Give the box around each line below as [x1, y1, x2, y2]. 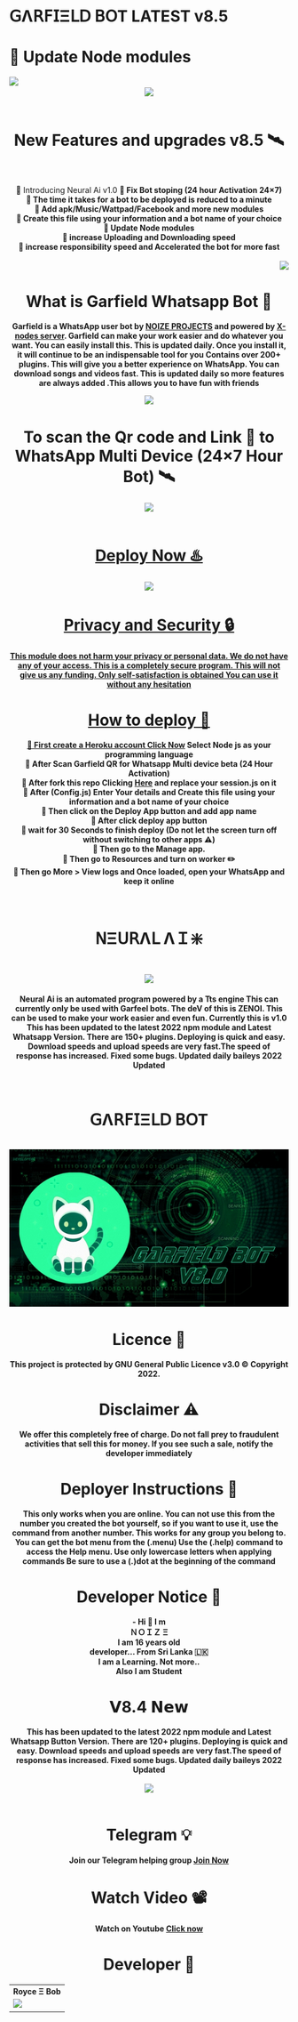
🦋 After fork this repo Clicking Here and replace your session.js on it [21, 777, 277, 788]
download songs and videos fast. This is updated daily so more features [13, 368, 285, 379]
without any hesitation [106, 679, 192, 689]
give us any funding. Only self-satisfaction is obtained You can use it [20, 669, 278, 680]
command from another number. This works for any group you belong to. [12, 1527, 286, 1538]
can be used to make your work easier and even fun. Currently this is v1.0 [11, 1012, 287, 1023]
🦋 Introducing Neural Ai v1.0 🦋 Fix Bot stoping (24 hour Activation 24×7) [16, 185, 282, 196]
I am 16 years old [117, 1637, 181, 1647]
